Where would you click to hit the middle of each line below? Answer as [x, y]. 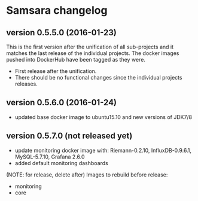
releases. [26, 84]
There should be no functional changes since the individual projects [98, 77]
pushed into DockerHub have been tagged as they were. [76, 60]
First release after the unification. [56, 71]
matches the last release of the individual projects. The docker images [93, 53]
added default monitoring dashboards [62, 163]
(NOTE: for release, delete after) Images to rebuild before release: [87, 175]
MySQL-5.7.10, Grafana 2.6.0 [50, 157]
